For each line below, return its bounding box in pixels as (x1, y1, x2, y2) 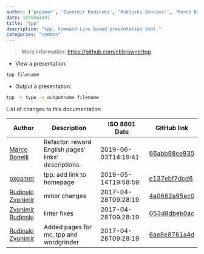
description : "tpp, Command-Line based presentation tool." (6, 26, 162, 32)
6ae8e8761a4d (149, 230, 195, 239)
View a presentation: (15, 60, 67, 67)
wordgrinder (43, 238, 79, 246)
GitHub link (155, 123, 189, 132)
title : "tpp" (6, 20, 39, 26)
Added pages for (43, 222, 92, 231)
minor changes (43, 191, 87, 200)
